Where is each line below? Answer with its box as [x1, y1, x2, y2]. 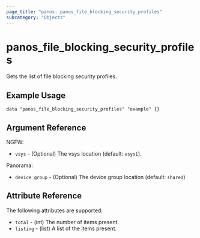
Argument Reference [6, 123, 86, 133]
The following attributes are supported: [6, 207, 103, 214]
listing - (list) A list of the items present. [14, 225, 117, 232]
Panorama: [6, 162, 33, 169]
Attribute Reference [6, 191, 82, 201]
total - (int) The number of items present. [14, 218, 119, 225]
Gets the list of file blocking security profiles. [6, 73, 117, 80]
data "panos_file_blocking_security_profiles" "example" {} [6, 106, 160, 112]
